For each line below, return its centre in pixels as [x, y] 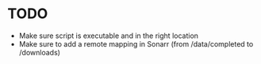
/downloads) [40, 52]
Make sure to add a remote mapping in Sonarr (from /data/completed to [136, 43]
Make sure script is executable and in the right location [109, 36]
